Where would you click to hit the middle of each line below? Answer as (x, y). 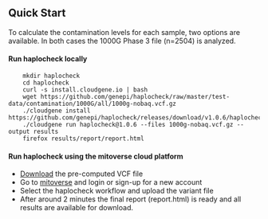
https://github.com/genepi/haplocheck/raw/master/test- (135, 97)
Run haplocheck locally (48, 59)
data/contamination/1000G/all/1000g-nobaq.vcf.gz (93, 104)
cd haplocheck (46, 83)
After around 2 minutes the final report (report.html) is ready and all (130, 199)
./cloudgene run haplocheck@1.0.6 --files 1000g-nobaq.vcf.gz (128, 125)
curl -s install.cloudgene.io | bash (85, 90)
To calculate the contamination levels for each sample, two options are (124, 32)
